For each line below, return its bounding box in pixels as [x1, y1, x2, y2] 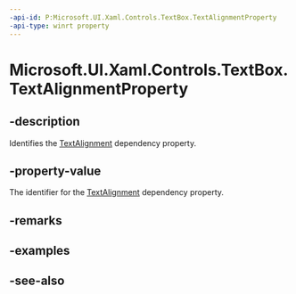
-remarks [9, 213, 62, 228]
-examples [9, 243, 70, 258]
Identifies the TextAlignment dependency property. [9, 137, 197, 148]
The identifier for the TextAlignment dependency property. [9, 187, 225, 198]
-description [9, 114, 80, 129]
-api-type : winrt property [9, 21, 110, 30]
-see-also [9, 274, 65, 289]
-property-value [9, 163, 102, 178]
